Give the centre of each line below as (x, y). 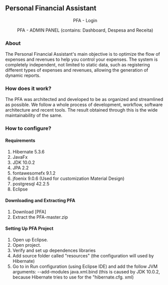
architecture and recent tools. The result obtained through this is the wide (81, 110)
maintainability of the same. (34, 116)
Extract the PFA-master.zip (40, 217)
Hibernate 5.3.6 (28, 152)
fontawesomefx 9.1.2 (34, 173)
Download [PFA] (29, 212)
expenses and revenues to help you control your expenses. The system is (81, 59)
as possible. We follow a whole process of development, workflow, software (84, 105)
